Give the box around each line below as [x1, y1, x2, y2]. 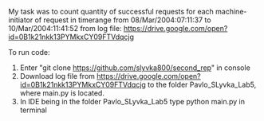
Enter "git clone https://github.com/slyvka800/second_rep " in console [19, 63, 251, 72]
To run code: [8, 48, 50, 57]
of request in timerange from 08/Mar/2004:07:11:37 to [34, 15, 211, 25]
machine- [215, 7, 247, 16]
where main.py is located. [19, 88, 105, 98]
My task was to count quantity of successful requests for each [8, 7, 214, 16]
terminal [19, 105, 48, 115]
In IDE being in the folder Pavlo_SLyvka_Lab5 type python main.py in [19, 97, 246, 106]
